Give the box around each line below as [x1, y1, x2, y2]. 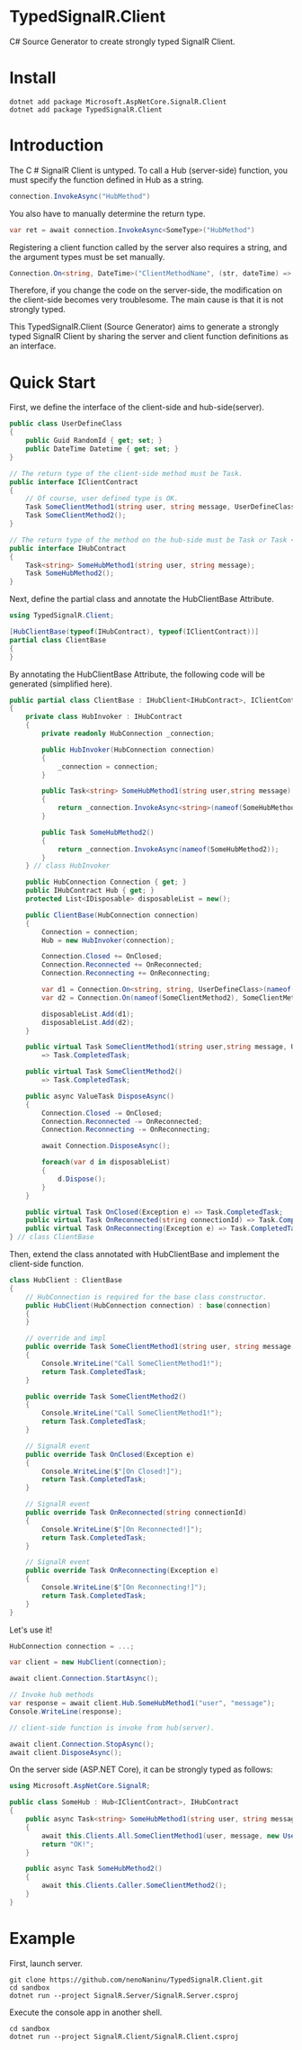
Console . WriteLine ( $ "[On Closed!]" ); [41, 1467, 182, 1476]
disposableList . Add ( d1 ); [41, 1010, 135, 1019]
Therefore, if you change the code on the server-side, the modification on [9, 285, 283, 296]
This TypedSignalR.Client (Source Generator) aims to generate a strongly [9, 321, 280, 332]
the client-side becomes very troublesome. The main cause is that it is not [9, 294, 284, 305]
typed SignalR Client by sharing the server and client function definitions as [9, 331, 289, 342]
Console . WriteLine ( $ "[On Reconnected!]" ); [41, 1524, 203, 1533]
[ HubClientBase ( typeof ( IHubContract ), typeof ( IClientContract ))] [9, 627, 259, 636]
